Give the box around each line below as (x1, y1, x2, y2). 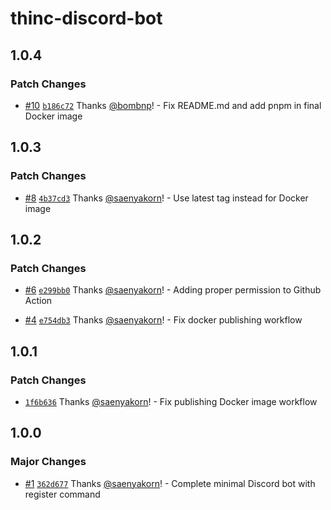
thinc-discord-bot (10, 7, 163, 30)
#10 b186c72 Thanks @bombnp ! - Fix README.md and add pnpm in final (24, 99, 322, 111)
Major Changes (10, 455, 87, 469)
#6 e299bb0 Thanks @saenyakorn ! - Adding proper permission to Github (24, 284, 322, 296)
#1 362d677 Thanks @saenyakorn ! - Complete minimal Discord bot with (24, 477, 316, 489)
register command (24, 488, 101, 500)
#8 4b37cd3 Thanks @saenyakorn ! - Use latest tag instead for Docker (24, 192, 309, 204)
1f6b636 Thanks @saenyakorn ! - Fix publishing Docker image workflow (24, 395, 318, 407)
